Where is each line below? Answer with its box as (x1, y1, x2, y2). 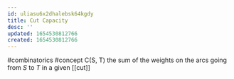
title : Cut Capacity (7, 17, 69, 24)
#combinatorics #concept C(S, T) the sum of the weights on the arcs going (7, 56, 228, 64)
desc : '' (7, 23, 33, 30)
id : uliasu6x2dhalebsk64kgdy (7, 10, 94, 18)
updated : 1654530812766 (7, 30, 78, 37)
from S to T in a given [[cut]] (7, 63, 90, 72)
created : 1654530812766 (7, 37, 78, 44)
